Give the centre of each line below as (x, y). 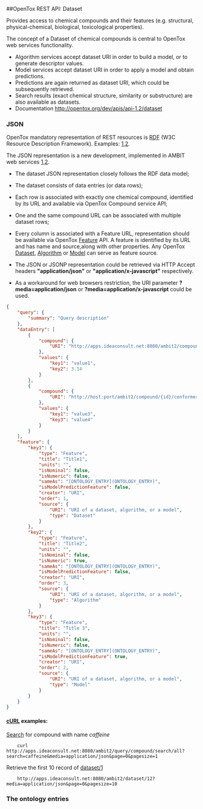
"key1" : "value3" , (72, 414)
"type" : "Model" (70, 685)
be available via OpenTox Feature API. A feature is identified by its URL (103, 240)
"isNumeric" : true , (63, 560)
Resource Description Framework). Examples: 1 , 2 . (68, 144)
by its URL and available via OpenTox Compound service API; (91, 204)
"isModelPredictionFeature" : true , (83, 656)
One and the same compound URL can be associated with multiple (98, 215)
